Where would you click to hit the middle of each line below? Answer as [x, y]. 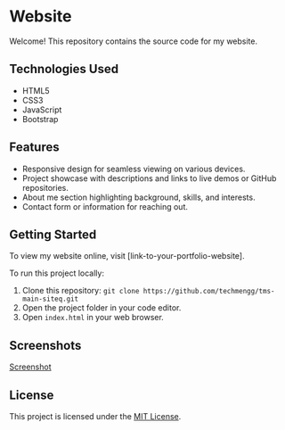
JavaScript [42, 110]
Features [34, 148]
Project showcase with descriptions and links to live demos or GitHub [149, 178]
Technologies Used [64, 69]
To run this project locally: [57, 273]
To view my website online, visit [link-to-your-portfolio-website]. [127, 256]
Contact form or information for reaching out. [105, 206]
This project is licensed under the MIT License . [95, 416]
